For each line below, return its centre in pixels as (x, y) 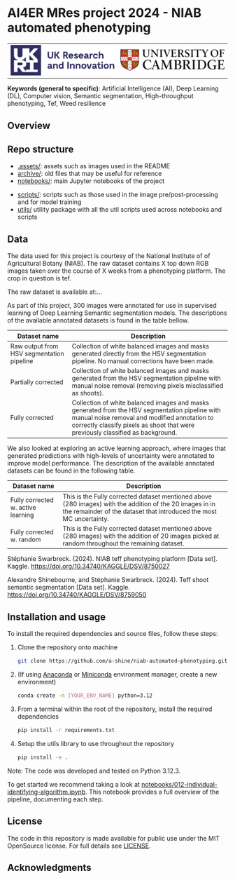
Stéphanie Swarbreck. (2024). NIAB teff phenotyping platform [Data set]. (113, 559)
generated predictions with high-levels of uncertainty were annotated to (111, 455)
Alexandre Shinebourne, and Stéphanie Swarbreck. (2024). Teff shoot (108, 580)
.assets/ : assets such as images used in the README (93, 166)
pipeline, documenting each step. (55, 799)
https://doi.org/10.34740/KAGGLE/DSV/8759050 (77, 595)
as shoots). (88, 393)
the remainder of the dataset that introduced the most (140, 511)
